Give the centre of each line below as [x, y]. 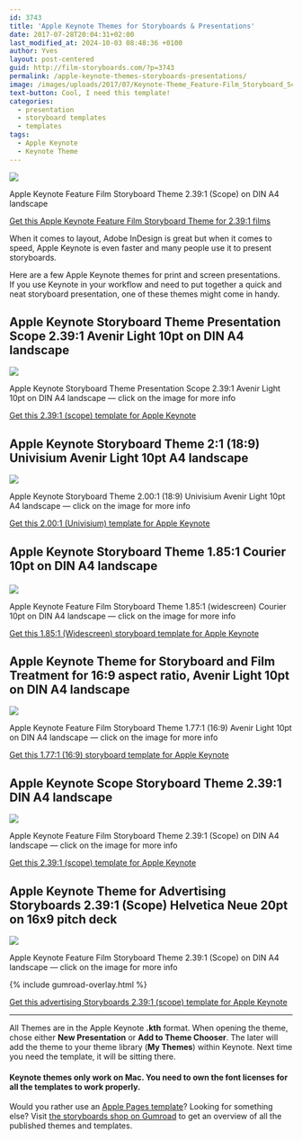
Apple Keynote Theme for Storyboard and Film [142, 662]
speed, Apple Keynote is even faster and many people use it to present [140, 247]
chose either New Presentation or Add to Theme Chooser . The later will [144, 1038]
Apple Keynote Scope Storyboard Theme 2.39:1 [146, 783]
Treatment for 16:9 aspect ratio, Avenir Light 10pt [150, 676]
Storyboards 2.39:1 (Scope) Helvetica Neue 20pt [149, 905]
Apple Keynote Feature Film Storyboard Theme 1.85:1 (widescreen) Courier [148, 606]
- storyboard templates [62, 118]
